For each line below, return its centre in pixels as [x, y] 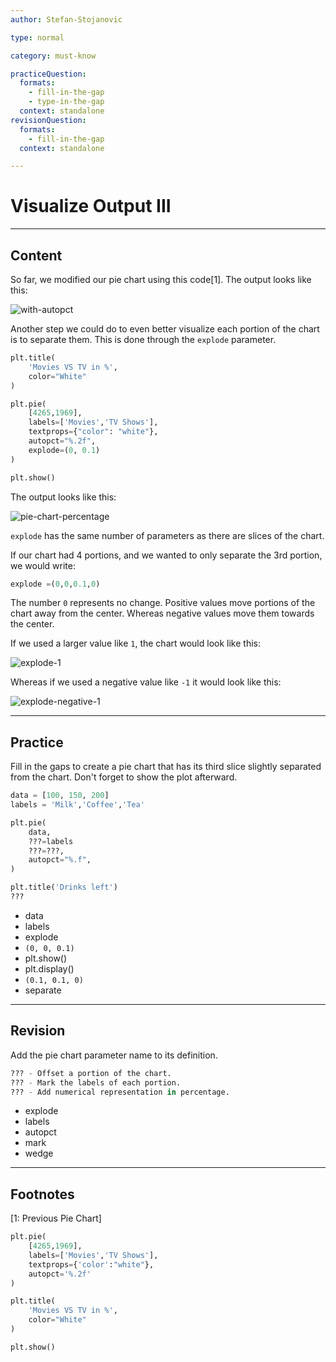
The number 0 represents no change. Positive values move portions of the [163, 603]
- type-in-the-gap [66, 102]
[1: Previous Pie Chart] [56, 1218]
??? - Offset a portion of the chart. [91, 1073]
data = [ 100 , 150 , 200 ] [60, 796]
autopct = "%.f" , [60, 860]
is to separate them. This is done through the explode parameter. [143, 339]
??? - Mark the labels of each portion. [96, 1082]
